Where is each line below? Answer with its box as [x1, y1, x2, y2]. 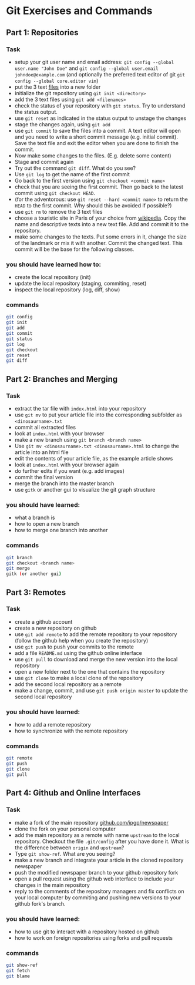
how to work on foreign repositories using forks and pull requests [14, 934, 173, 941]
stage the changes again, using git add [14, 120, 110, 127]
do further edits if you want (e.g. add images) [14, 468, 125, 475]
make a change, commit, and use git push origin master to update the [14, 687, 188, 694]
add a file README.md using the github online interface [14, 649, 142, 656]
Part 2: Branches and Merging [6, 374, 118, 384]
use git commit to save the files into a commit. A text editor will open [14, 127, 181, 134]
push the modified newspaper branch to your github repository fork [14, 869, 179, 876]
